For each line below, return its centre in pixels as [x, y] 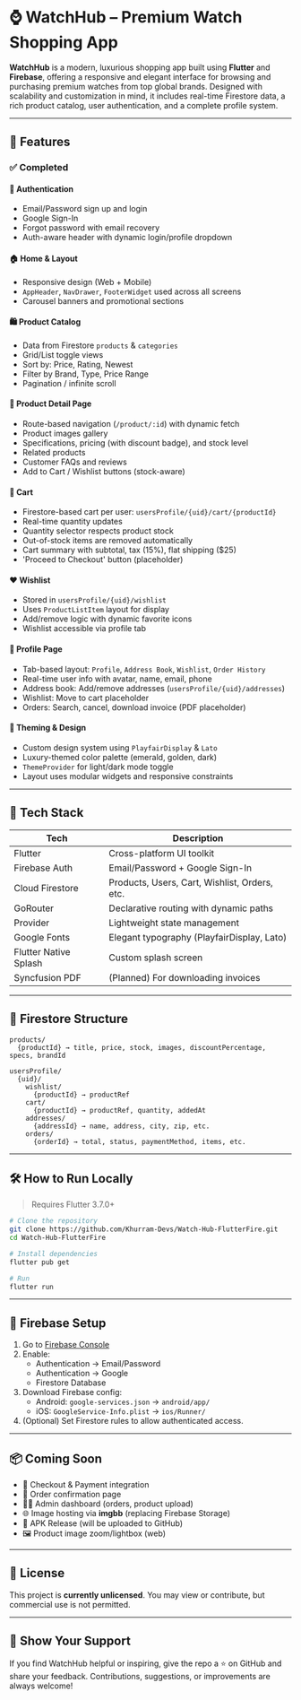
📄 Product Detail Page [51, 403]
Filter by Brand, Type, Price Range [86, 374]
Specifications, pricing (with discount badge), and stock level [135, 443]
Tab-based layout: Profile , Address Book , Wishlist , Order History [144, 669]
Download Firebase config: [72, 1392]
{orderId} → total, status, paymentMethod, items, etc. [139, 1141]
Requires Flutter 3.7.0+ [73, 1205]
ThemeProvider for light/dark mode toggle [98, 767]
